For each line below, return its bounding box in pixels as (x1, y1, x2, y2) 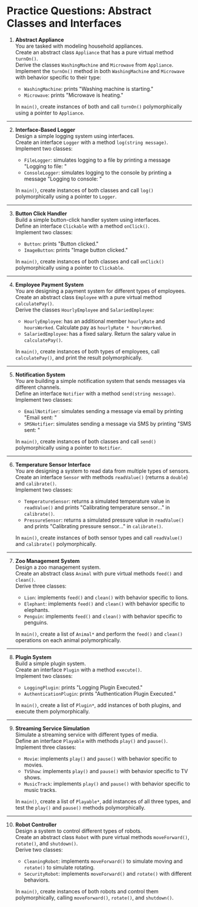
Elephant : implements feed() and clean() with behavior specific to (24, 600, 185, 607)
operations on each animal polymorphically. (15, 636, 121, 644)
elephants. (24, 606, 50, 613)
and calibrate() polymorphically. (15, 540, 96, 547)
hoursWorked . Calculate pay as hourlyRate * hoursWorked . (24, 323, 163, 331)
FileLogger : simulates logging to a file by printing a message (24, 156, 171, 163)
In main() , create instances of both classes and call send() (15, 438, 156, 445)
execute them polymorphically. (15, 708, 90, 715)
